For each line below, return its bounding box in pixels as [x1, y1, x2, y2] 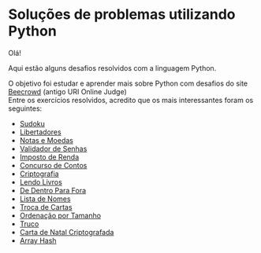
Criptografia [19, 169, 59, 178]
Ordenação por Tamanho [19, 211, 101, 220]
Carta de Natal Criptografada [19, 227, 114, 236]
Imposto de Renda [19, 152, 80, 162]
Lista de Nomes [19, 194, 71, 203]
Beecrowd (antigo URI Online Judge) [8, 86, 128, 96]
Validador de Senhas [19, 144, 88, 153]
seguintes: [8, 104, 43, 113]
